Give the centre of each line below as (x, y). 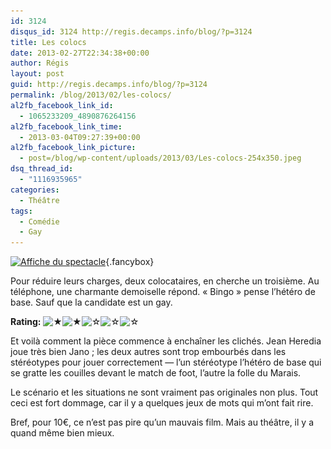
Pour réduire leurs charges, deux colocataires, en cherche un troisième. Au (165, 281)
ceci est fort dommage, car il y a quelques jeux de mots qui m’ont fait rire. (162, 403)
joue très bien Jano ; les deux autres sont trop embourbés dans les (148, 352)
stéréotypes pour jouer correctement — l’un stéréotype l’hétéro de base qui (166, 362)
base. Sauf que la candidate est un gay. (91, 302)
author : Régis (40, 63)
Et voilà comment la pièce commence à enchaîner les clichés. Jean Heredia (166, 341)
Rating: (26, 322)
